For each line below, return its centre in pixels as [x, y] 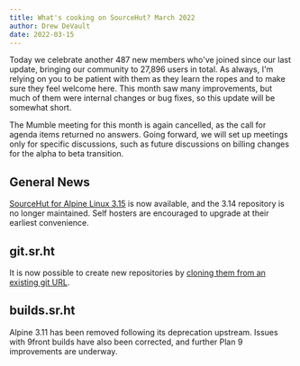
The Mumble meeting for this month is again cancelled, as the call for [138, 125]
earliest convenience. [50, 223]
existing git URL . [40, 282]
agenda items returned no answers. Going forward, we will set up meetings [149, 135]
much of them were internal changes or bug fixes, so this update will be [142, 98]
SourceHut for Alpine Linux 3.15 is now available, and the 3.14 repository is [147, 204]
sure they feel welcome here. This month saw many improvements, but [141, 89]
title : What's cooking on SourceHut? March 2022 [102, 18]
